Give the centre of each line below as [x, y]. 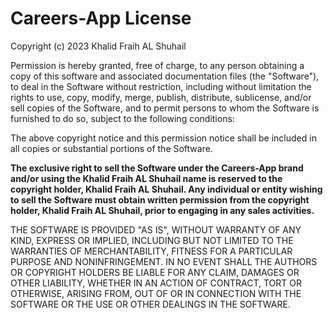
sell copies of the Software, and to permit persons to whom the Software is [165, 108]
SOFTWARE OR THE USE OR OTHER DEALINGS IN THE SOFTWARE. [150, 304]
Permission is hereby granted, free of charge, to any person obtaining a [157, 65]
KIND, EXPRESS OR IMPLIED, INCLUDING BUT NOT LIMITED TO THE [152, 240]
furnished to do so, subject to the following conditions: [122, 118]
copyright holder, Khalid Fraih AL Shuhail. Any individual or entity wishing [166, 189]
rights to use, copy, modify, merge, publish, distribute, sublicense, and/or [161, 97]
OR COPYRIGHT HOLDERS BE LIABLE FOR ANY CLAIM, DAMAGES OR [155, 272]
